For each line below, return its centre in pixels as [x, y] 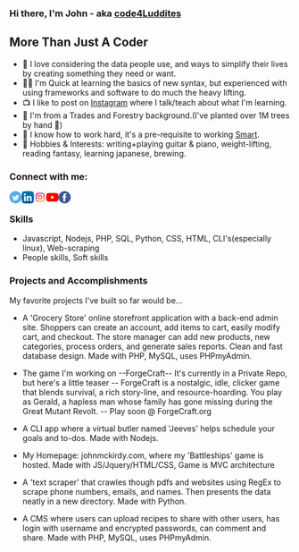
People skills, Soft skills [65, 258]
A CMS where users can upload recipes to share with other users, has [151, 518]
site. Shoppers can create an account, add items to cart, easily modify [151, 327]
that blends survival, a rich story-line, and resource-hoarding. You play [152, 392]
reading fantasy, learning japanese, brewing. [104, 153]
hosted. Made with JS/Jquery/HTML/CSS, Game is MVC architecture [148, 464]
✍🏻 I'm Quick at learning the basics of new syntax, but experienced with [154, 82]
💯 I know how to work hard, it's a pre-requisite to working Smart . [141, 134]
